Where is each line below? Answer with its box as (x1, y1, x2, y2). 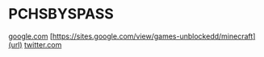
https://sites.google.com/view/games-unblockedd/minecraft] (52, 31, 256, 41)
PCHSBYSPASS (8, 5, 115, 23)
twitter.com (23, 39, 62, 49)
